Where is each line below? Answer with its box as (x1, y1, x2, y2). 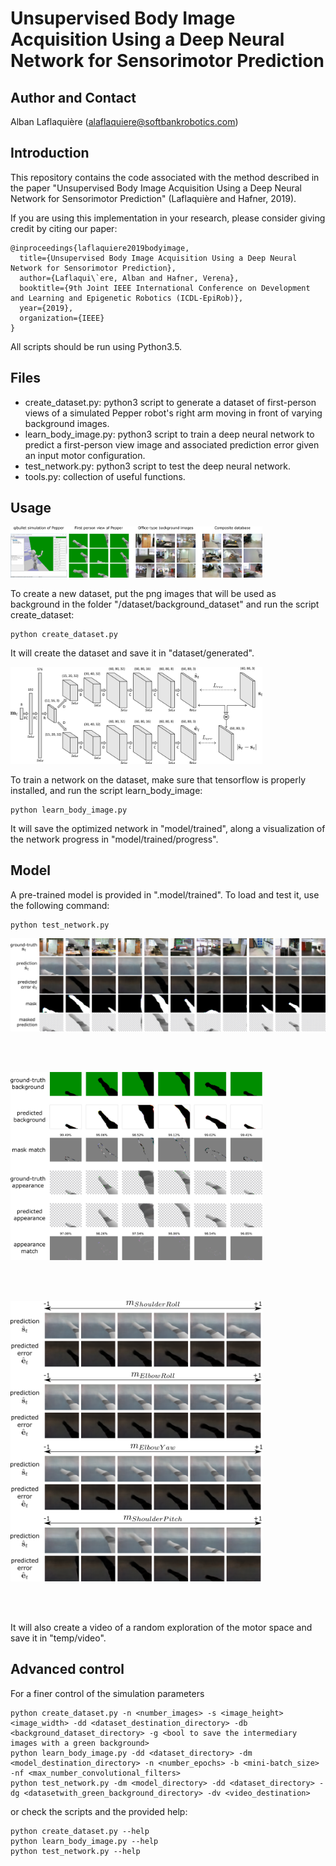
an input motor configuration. (24, 449, 146, 461)
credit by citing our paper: (10, 222, 118, 234)
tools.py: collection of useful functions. (24, 470, 186, 482)
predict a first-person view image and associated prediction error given (24, 438, 320, 451)
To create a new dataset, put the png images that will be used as (10, 588, 277, 600)
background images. (24, 417, 110, 429)
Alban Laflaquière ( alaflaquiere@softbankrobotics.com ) (10, 116, 239, 127)
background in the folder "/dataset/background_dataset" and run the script (10, 598, 320, 611)
